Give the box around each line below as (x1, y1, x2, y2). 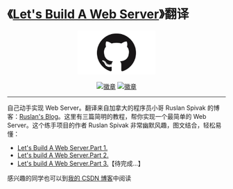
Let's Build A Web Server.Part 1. (17, 144, 108, 152)
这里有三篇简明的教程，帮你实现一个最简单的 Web (64, 113, 207, 121)
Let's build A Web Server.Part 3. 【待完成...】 (17, 159, 144, 167)
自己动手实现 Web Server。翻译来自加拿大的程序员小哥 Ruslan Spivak (7, 104, 206, 112)
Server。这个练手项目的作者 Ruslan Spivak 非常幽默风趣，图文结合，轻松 (7, 121, 216, 129)
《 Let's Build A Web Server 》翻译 (7, 6, 189, 22)
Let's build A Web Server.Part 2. (17, 151, 109, 160)
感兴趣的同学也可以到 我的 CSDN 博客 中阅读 (7, 174, 132, 183)
